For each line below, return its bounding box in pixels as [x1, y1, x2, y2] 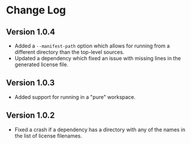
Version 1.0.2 [6, 111, 55, 121]
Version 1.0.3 [6, 78, 55, 88]
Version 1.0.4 [6, 27, 55, 37]
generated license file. [14, 61, 69, 68]
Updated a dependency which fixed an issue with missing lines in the [14, 55, 181, 61]
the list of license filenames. [14, 132, 82, 139]
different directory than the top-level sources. [14, 49, 124, 56]
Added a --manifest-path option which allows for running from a [14, 42, 171, 49]
